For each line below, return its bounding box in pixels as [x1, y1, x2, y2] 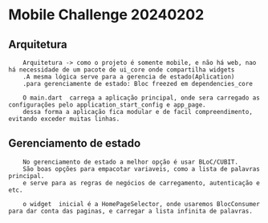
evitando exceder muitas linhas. [8, 115, 120, 123]
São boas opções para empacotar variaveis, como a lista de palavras [22, 164, 261, 173]
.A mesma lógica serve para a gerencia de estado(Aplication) [22, 73, 235, 81]
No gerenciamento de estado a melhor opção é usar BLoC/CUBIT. [22, 158, 239, 166]
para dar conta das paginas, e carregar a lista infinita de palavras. [8, 207, 253, 215]
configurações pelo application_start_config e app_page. [8, 101, 206, 109]
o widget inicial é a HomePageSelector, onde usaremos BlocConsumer [22, 200, 261, 208]
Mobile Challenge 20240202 [8, 6, 205, 24]
